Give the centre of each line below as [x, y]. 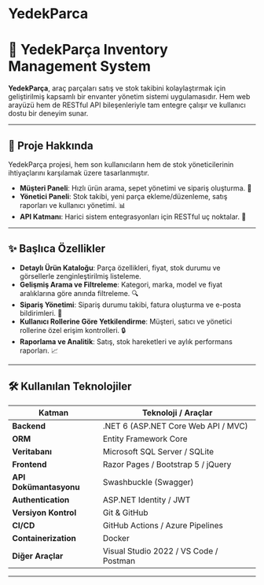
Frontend [29, 464]
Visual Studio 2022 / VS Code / [160, 550]
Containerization [44, 538]
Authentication [41, 499]
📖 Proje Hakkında [51, 145]
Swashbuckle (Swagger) [148, 482]
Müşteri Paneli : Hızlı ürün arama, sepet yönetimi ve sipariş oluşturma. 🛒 [136, 188]
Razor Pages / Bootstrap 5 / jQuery [167, 464]
